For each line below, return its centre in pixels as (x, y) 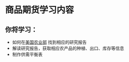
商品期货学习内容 (40, 10)
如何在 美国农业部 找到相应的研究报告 (49, 42)
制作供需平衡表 (27, 54)
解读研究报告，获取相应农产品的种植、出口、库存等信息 (68, 48)
